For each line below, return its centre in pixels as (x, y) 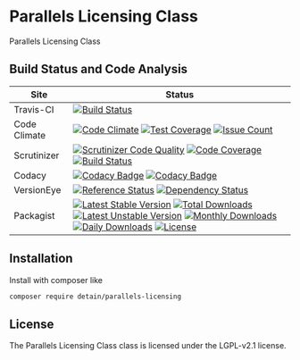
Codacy (30, 175)
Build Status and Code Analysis (99, 69)
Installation (41, 259)
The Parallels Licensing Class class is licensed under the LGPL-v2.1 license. (148, 346)
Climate (30, 135)
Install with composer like (56, 280)
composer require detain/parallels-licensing (95, 297)
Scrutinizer (37, 155)
